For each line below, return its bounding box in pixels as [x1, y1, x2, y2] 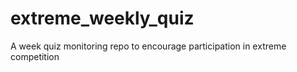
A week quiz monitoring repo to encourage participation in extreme [10, 40, 287, 52]
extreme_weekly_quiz [10, 7, 195, 30]
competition [10, 50, 60, 62]
